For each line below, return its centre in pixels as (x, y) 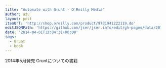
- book (16, 46)
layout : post (19, 19)
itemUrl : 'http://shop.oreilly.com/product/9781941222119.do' (70, 23)
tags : (11, 37)
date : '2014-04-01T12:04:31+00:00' (42, 32)
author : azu (17, 14)
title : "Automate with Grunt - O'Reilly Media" (55, 10)
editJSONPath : (20, 28)
